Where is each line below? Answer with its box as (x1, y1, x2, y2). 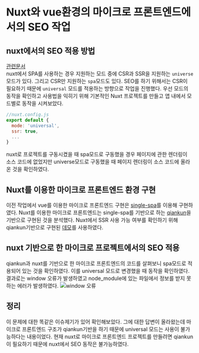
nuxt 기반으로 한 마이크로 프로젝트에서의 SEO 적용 (6, 243, 180, 253)
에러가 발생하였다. (17, 282, 59, 289)
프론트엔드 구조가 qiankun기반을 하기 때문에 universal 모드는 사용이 (21, 325, 179, 333)
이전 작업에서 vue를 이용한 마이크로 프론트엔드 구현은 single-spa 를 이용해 (6, 201, 178, 209)
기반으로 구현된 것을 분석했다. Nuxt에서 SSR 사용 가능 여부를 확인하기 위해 (6, 216, 178, 223)
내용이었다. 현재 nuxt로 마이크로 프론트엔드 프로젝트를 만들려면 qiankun (26, 333, 194, 340)
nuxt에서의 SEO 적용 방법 (6, 46, 96, 56)
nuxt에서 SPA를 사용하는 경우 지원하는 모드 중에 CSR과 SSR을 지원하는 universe (6, 70, 194, 77)
